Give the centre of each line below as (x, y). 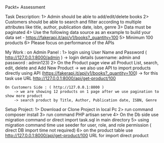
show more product (24, 96)
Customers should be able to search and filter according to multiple (73, 22)
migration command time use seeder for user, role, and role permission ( (78, 125)
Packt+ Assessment (25, 7)
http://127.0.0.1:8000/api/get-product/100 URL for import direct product (77, 135)
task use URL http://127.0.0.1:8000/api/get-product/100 (61, 78)
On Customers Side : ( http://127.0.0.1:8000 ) (55, 87)
